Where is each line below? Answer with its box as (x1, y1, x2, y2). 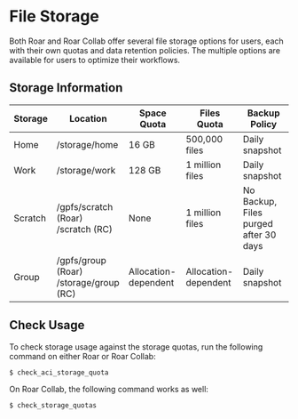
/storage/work (56, 164, 116, 176)
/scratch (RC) (56, 222, 114, 235)
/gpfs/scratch (56, 200, 114, 213)
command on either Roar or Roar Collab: (9, 351, 157, 361)
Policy (250, 117, 278, 130)
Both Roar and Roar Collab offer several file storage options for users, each (9, 36, 284, 46)
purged (242, 217, 273, 230)
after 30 (242, 229, 277, 241)
